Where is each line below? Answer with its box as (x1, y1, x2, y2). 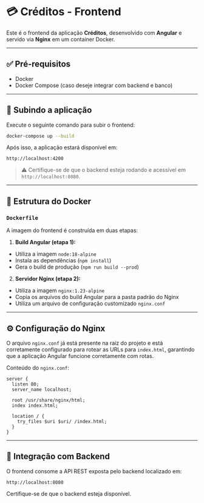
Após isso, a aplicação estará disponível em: (6, 144, 118, 151)
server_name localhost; (12, 386, 72, 393)
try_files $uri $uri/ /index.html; (17, 418, 107, 424)
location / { (12, 413, 45, 419)
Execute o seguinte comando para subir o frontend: (6, 121, 135, 128)
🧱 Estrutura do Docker (6, 196, 92, 206)
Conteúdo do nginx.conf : (6, 364, 70, 371)
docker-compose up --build (6, 133, 75, 139)
